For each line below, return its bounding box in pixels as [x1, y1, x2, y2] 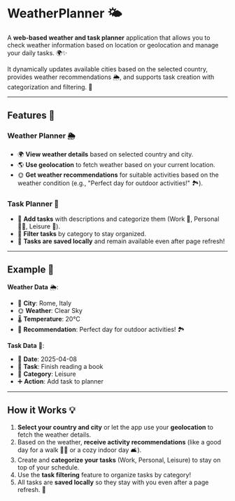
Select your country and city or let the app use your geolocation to [17, 423, 213, 431]
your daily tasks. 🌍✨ [7, 48, 68, 57]
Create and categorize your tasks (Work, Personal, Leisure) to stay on [17, 456, 221, 464]
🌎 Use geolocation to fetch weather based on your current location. [17, 160, 215, 168]
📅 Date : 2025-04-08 [17, 354, 77, 363]
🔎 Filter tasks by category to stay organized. [17, 229, 147, 238]
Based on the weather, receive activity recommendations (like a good [17, 437, 222, 446]
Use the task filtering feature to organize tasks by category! [17, 470, 191, 479]
